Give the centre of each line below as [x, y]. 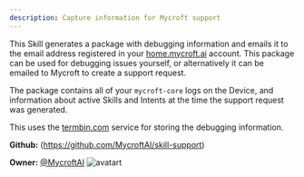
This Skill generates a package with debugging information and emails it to [149, 44]
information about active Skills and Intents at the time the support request [147, 100]
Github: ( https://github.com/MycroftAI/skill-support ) [107, 144]
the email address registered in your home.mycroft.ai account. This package [152, 53]
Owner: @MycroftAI [47, 162]
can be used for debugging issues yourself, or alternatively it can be [137, 63]
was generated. [39, 109]
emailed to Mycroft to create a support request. [98, 73]
